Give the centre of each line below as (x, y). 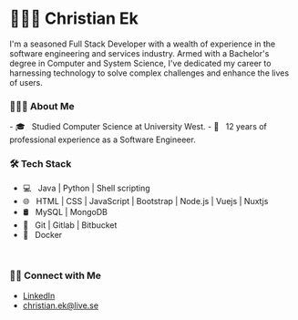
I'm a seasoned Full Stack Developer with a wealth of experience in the (143, 44)
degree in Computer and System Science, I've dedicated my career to (140, 63)
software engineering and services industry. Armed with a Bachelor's (139, 53)
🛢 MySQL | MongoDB (65, 212)
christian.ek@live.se (60, 305)
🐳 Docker (42, 234)
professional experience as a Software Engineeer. (103, 139)
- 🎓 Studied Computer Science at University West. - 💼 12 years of (138, 127)
